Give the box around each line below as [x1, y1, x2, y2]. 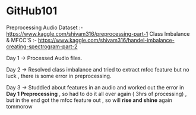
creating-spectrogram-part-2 [6, 43, 78, 50]
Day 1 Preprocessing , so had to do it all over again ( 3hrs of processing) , [6, 90, 187, 97]
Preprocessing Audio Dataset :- [6, 24, 83, 31]
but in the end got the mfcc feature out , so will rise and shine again [6, 97, 173, 104]
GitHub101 [6, 4, 58, 18]
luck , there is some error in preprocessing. [6, 72, 112, 79]
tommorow [6, 102, 33, 110]
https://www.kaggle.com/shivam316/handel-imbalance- [37, 36, 175, 43]
